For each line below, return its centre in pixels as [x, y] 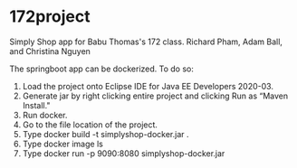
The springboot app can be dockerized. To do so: [102, 69]
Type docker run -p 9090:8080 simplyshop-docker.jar [124, 153]
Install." [36, 105]
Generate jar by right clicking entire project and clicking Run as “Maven [155, 96]
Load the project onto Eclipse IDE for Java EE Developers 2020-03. [148, 86]
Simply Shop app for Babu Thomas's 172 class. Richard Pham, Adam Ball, [146, 42]
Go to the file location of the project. [90, 125]
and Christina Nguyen [50, 51]
